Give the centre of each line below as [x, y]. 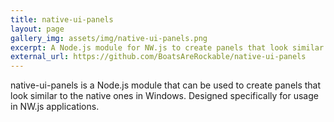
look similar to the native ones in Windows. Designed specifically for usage [164, 96]
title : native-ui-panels [62, 19]
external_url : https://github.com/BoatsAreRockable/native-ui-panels [158, 57]
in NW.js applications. [55, 107]
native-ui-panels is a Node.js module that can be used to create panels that [166, 85]
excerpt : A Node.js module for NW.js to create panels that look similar [167, 47]
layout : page [37, 29]
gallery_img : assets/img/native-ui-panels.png [109, 38]
